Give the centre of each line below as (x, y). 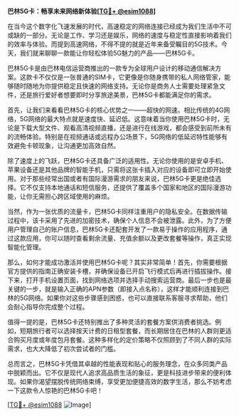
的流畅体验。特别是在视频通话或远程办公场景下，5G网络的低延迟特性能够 (115, 137)
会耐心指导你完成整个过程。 (48, 307)
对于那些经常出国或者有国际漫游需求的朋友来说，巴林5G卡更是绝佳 (117, 178)
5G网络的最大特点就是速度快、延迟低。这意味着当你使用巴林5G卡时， (122, 119)
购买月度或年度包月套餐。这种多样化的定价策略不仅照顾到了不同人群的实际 (122, 340)
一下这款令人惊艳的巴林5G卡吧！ (55, 390)
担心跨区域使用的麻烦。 (79, 196)
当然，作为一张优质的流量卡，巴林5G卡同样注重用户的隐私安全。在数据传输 (117, 212)
